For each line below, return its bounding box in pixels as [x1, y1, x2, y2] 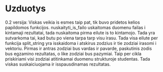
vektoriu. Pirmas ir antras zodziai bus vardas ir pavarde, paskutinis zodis [5, 45, 152, 51]
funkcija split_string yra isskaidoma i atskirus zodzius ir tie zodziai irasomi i [5, 40, 157, 46]
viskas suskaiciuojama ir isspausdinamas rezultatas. [5, 61, 111, 67]
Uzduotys [5, 3, 46, 14]
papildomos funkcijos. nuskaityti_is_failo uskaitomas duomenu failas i [5, 24, 146, 30]
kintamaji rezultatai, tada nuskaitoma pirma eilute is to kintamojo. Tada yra [5, 30, 155, 36]
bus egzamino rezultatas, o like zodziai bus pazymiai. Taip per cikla [5, 50, 142, 57]
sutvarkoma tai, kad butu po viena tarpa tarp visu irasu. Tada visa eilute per [5, 35, 158, 41]
